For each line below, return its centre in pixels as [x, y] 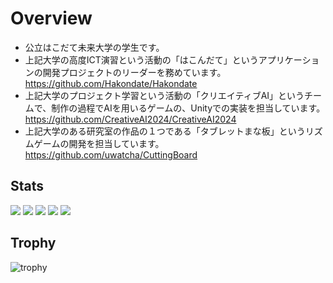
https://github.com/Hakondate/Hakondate [111, 83]
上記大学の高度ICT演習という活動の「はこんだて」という [141, 59]
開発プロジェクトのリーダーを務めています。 [132, 72]
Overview [51, 18]
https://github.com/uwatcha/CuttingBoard [111, 154]
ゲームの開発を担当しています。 [99, 143]
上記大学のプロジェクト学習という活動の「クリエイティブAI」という [164, 95]
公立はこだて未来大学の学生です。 [94, 47]
